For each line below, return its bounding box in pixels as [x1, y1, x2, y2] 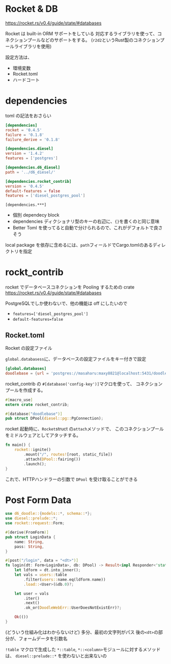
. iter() [23, 596, 40, 601]
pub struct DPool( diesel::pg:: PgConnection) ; [5, 416, 103, 421]
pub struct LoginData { [5, 534, 56, 539]
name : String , [14, 539, 44, 544]
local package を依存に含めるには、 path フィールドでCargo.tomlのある [5, 242, 153, 248]
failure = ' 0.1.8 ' [5, 132, 44, 137]
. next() [23, 601, 40, 606]
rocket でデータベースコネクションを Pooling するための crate [5, 284, 135, 290]
